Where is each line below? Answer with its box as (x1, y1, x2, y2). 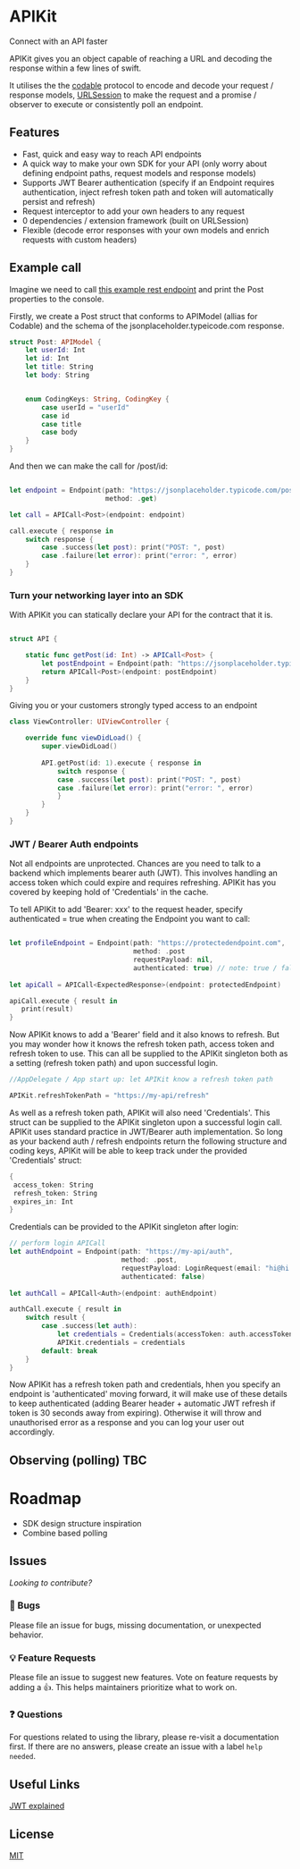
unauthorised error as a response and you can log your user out (9, 1417, 245, 1428)
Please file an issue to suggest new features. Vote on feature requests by (9, 1672, 279, 1683)
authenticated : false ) (121, 1272, 205, 1281)
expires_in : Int (12, 1197, 74, 1206)
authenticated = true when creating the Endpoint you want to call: (9, 914, 251, 925)
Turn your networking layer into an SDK (9, 588, 184, 601)
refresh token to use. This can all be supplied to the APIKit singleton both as (9, 1048, 288, 1059)
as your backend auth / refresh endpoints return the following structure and (9, 1136, 287, 1146)
